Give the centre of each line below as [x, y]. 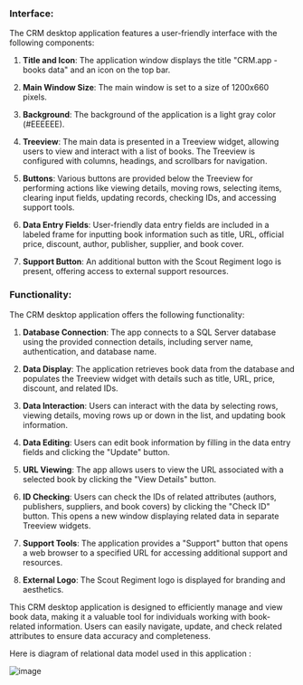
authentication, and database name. [90, 351]
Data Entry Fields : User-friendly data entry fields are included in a [146, 225]
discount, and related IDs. [71, 388]
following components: [52, 43]
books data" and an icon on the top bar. [96, 70]
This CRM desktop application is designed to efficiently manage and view [146, 607]
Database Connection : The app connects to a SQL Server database [149, 332]
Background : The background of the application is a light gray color [149, 115]
